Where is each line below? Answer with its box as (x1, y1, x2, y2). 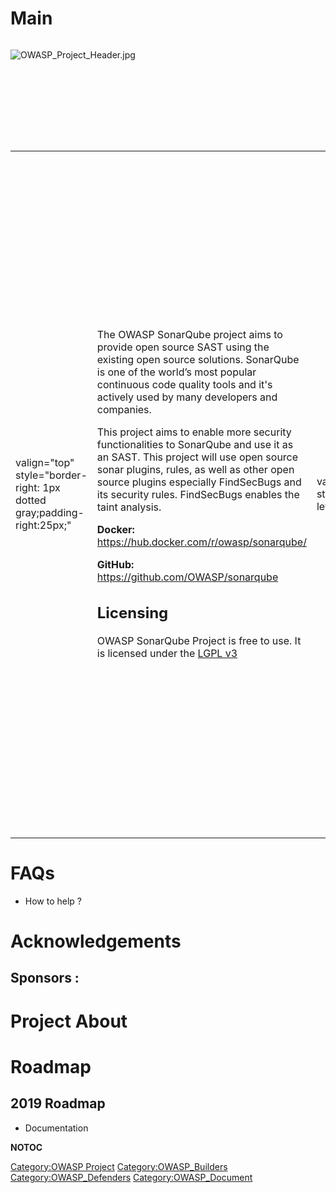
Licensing (96, 603, 169, 623)
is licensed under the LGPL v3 (96, 647, 238, 661)
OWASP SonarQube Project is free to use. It (96, 634, 302, 648)
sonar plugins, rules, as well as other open (96, 462, 295, 476)
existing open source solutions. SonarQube (96, 352, 300, 366)
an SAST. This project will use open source (96, 450, 299, 464)
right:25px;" (15, 518, 72, 532)
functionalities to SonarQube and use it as (96, 437, 294, 451)
